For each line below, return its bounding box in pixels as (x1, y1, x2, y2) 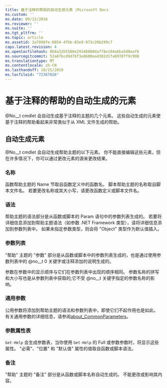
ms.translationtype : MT (5, 58, 55, 63)
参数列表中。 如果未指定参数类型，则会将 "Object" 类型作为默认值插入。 (13, 226, 162, 232)
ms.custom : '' (5, 12, 35, 17)
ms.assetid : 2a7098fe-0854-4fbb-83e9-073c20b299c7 (5, 40, 113, 45)
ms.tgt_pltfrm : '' (5, 30, 43, 35)
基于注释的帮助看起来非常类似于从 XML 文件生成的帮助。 (5, 119, 122, 125)
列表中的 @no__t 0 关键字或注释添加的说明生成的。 (9, 258, 114, 264)
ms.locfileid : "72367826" (5, 72, 59, 77)
